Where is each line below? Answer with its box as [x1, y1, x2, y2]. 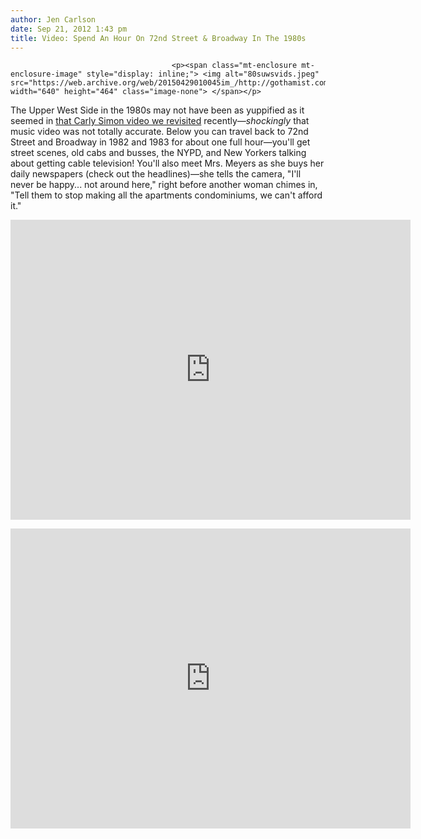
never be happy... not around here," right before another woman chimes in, [10, 179, 318, 191]
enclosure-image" [10, 69, 83, 80]
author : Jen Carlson [10, 14, 97, 25]
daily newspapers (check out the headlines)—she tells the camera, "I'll [10, 168, 302, 180]
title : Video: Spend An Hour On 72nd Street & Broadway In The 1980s [10, 33, 307, 43]
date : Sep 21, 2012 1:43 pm [10, 24, 128, 34]
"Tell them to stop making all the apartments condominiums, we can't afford [10, 189, 323, 201]
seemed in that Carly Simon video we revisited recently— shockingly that [10, 115, 310, 127]
